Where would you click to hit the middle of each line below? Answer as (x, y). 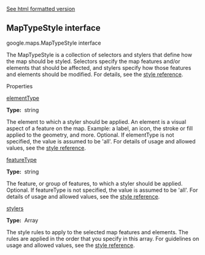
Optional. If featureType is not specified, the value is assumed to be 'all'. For (102, 190)
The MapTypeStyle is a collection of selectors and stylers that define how (99, 55)
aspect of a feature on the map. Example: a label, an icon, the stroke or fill (100, 128)
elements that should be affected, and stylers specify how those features (99, 67)
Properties (20, 86)
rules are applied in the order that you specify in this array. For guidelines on (103, 238)
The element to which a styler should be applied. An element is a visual (96, 121)
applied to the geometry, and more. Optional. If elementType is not (90, 135)
